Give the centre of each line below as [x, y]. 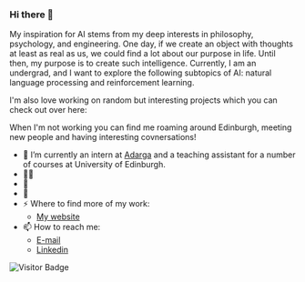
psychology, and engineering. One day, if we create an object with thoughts [152, 44]
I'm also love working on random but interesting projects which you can [143, 100]
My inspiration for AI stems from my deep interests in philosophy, [132, 35]
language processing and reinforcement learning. [102, 83]
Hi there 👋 [32, 15]
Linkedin [52, 250]
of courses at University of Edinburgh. [94, 165]
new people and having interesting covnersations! [103, 137]
